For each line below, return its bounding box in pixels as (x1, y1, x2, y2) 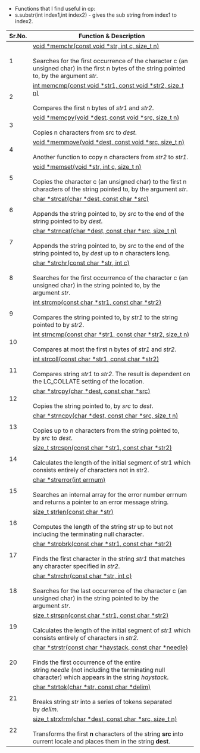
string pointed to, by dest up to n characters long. (32, 249, 171, 257)
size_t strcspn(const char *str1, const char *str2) (32, 444, 173, 452)
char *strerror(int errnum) (32, 476, 106, 484)
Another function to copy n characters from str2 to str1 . (32, 153, 189, 161)
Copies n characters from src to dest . (32, 128, 137, 137)
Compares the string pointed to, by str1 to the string (32, 313, 179, 321)
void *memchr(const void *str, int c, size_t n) (32, 42, 160, 50)
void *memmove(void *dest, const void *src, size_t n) (32, 138, 185, 146)
